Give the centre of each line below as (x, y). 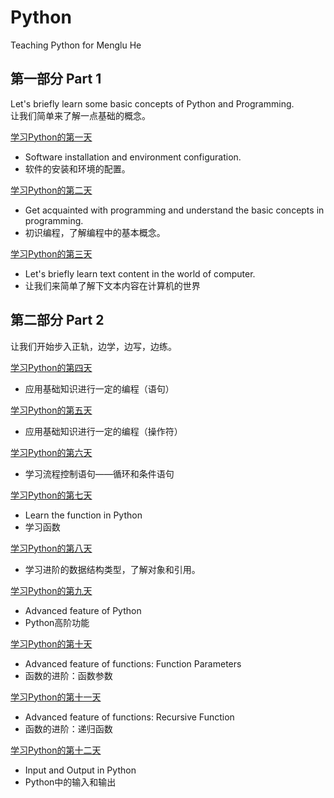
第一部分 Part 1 (56, 79)
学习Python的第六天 (51, 452)
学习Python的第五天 (51, 410)
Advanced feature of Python (83, 610)
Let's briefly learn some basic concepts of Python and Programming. (152, 103)
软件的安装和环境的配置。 (77, 168)
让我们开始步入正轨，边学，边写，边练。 (93, 346)
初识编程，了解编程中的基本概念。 (95, 232)
